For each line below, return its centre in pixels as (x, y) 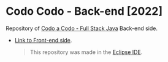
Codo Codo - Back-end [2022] (84, 11)
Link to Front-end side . (43, 40)
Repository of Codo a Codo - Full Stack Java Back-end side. (82, 28)
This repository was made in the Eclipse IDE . (86, 52)
